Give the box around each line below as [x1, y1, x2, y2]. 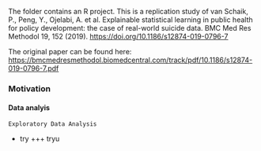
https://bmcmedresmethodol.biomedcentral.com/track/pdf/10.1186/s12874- [8, 55, 253, 64]
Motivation [8, 83, 51, 94]
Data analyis [8, 102, 50, 112]
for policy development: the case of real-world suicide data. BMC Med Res [8, 24, 252, 32]
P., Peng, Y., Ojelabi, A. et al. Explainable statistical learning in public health [8, 15, 253, 24]
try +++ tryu [19, 134, 60, 144]
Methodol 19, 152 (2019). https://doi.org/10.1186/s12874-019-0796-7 [8, 31, 229, 41]
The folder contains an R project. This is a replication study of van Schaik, [8, 7, 249, 16]
